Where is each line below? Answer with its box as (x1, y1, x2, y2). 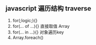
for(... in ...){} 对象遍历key (12, 29, 64, 35)
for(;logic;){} (12, 17, 38, 23)
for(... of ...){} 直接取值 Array (12, 23, 70, 29)
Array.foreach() (12, 34, 44, 40)
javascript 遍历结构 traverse (5, 4, 92, 13)
